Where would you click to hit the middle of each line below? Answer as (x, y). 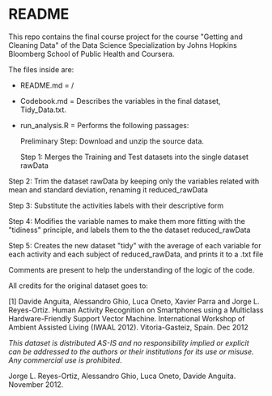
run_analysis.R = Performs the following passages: (104, 125)
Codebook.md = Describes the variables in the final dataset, (120, 101)
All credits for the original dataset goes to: (78, 286)
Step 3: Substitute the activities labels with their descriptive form (116, 205)
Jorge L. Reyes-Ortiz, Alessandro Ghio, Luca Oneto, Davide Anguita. (122, 376)
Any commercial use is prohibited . (66, 360)
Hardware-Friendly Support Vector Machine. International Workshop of (127, 318)
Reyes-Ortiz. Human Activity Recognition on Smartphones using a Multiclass (136, 310)
